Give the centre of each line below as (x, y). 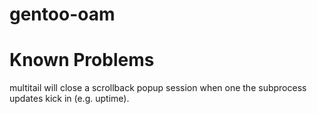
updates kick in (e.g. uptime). (69, 99)
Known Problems (82, 60)
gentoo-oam (62, 14)
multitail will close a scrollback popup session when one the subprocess (158, 88)
